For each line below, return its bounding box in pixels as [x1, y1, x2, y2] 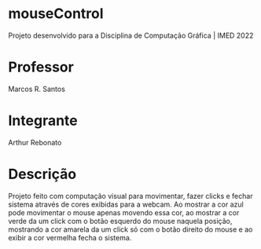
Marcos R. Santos [8, 84, 65, 93]
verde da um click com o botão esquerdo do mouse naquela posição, [8, 216, 233, 225]
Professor [8, 58, 75, 76]
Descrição [8, 166, 77, 183]
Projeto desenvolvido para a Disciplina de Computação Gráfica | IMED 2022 [8, 31, 254, 40]
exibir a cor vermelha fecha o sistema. [8, 233, 132, 242]
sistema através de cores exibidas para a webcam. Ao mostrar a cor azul [8, 200, 244, 209]
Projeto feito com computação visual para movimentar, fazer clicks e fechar [8, 191, 253, 200]
